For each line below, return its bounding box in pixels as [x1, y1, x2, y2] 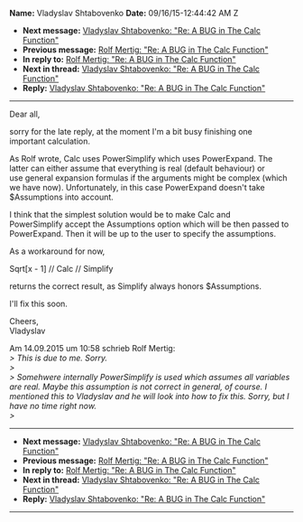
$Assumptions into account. [9, 191, 115, 202]
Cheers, [9, 316, 39, 326]
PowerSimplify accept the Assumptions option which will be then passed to [9, 219, 289, 229]
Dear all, [9, 108, 41, 119]
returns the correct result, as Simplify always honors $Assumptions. [9, 281, 262, 292]
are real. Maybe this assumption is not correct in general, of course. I [9, 381, 268, 392]
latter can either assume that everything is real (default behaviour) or [9, 163, 266, 173]
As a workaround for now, [9, 246, 106, 256]
